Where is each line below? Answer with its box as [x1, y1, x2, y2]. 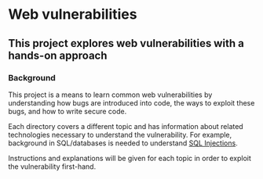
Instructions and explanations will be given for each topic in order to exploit [8, 153, 251, 163]
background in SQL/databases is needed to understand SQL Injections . [8, 138, 238, 148]
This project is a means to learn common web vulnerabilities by [8, 90, 213, 99]
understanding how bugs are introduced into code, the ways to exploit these [8, 98, 255, 107]
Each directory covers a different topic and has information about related [8, 121, 243, 131]
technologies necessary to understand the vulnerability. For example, [8, 130, 232, 139]
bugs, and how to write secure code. [8, 106, 127, 116]
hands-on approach [8, 48, 108, 62]
